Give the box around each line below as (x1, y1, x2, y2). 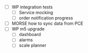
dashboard (19, 32, 41, 37)
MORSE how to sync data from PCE (11, 20, 84, 26)
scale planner (19, 42, 47, 48)
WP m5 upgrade (11, 26, 45, 32)
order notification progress (19, 15, 73, 21)
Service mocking (19, 10, 53, 16)
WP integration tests (11, 4, 53, 10)
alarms (19, 37, 33, 43)
